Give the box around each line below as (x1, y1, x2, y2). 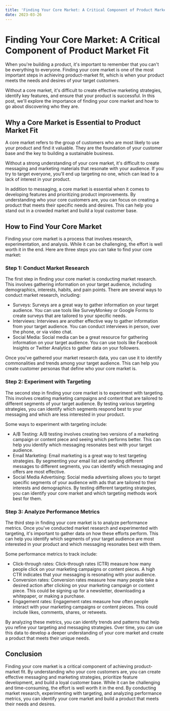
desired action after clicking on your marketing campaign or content (12, 582, 155, 588)
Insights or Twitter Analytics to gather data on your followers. (12, 345, 140, 351)
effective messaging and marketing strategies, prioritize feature (5, 674, 138, 680)
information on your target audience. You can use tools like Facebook (12, 340, 158, 346)
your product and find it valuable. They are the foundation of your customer (5, 145, 163, 151)
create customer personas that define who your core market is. (5, 366, 137, 372)
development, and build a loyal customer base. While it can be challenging (5, 679, 160, 685)
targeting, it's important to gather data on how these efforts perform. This (5, 530, 158, 536)
